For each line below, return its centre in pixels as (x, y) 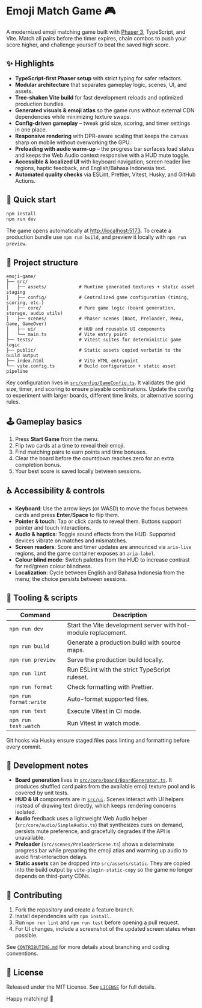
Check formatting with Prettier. (111, 686)
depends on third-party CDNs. (53, 876)
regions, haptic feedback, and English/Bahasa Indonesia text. (91, 168)
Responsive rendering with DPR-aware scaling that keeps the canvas (101, 136)
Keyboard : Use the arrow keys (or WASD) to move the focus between (101, 508)
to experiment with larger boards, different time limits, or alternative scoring (100, 396)
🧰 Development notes (47, 765)
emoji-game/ (21, 277)
